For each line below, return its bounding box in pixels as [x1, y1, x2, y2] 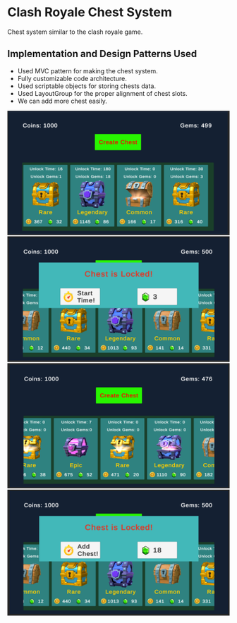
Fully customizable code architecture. [17, 74, 127, 82]
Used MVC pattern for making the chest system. [17, 66, 158, 75]
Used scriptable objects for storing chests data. [17, 82, 157, 90]
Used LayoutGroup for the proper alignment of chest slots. [17, 89, 188, 97]
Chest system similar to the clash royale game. [7, 27, 143, 36]
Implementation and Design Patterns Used [7, 48, 197, 60]
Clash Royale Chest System [7, 4, 173, 20]
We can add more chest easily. [17, 97, 107, 105]
